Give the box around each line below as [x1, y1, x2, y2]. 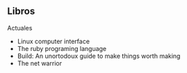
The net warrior [17, 59, 63, 67]
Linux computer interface [17, 37, 90, 45]
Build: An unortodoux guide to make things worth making [17, 52, 181, 60]
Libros [7, 6, 35, 17]
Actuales [7, 23, 33, 32]
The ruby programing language [17, 44, 107, 52]
